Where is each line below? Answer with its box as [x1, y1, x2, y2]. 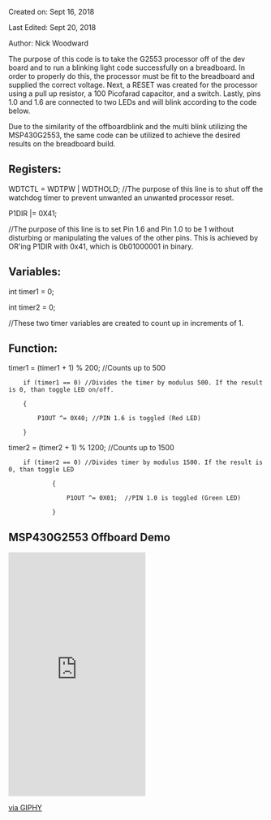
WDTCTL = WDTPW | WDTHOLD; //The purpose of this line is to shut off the [8, 184, 264, 193]
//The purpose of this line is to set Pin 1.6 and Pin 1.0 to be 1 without [8, 223, 234, 234]
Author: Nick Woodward [8, 38, 89, 48]
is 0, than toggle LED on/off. [8, 386, 114, 394]
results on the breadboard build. [8, 139, 116, 149]
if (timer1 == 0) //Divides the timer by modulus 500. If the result [23, 379, 264, 387]
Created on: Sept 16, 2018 [8, 7, 95, 16]
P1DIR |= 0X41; [8, 208, 58, 218]
